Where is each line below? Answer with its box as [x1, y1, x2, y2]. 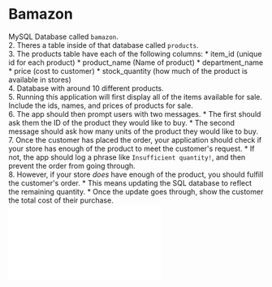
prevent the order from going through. [8, 161, 136, 170]
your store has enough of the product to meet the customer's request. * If [8, 143, 255, 153]
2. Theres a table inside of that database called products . [8, 40, 199, 49]
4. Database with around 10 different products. [8, 83, 164, 93]
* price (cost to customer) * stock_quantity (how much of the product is [8, 66, 248, 75]
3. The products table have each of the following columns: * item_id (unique [8, 49, 262, 58]
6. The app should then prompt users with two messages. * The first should [8, 109, 261, 118]
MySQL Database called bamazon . [8, 32, 119, 41]
